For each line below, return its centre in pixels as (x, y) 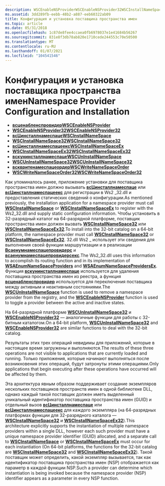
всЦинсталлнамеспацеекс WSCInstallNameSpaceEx (68, 146)
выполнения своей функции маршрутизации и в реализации (69, 245)
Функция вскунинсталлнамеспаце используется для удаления (72, 271)
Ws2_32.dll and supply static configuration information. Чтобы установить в (82, 213)
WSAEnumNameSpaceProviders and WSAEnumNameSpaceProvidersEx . (81, 266)
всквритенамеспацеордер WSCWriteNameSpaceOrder (70, 167)
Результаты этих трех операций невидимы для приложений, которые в (80, 343)
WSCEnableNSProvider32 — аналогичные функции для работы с (73, 318)
